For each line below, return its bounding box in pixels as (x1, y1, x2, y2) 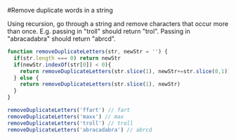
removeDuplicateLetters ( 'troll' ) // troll (7, 120, 133, 127)
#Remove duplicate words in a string (7, 6, 114, 14)
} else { (13, 74, 39, 82)
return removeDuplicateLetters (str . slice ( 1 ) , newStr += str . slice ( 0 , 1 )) (20, 68, 231, 75)
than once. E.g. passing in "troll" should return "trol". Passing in (7, 27, 191, 35)
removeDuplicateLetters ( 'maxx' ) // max (7, 113, 124, 120)
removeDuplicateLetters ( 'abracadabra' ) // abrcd (7, 126, 152, 133)
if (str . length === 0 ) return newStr (13, 54, 121, 62)
